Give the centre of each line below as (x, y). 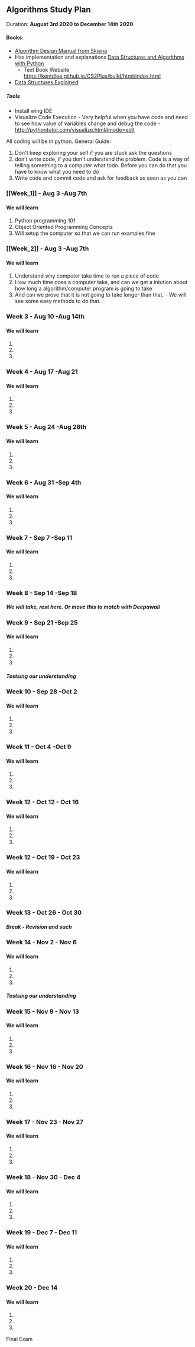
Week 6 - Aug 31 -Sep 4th (44, 482)
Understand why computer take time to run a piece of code (87, 276)
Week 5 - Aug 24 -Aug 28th (46, 427)
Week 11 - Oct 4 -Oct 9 (39, 747)
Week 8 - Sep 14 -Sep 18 (42, 593)
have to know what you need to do (57, 171)
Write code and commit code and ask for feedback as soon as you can (101, 178)
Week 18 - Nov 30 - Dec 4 (43, 1177)
